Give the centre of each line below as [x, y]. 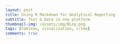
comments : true [21, 33]
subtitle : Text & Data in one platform [48, 19]
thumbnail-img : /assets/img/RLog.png [45, 24]
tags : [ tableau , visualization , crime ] [48, 29]
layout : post [19, 10]
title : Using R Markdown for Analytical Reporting [60, 15]
